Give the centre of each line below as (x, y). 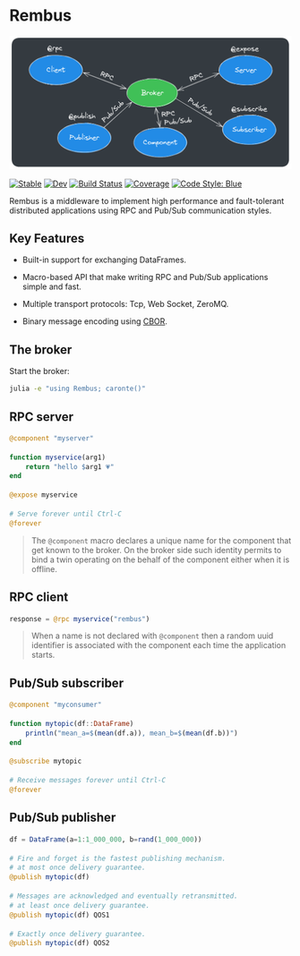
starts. (43, 655)
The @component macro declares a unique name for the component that (161, 540)
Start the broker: (39, 371)
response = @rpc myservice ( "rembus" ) (80, 619)
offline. (44, 568)
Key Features (47, 239)
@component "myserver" (51, 438)
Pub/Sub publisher (63, 818)
